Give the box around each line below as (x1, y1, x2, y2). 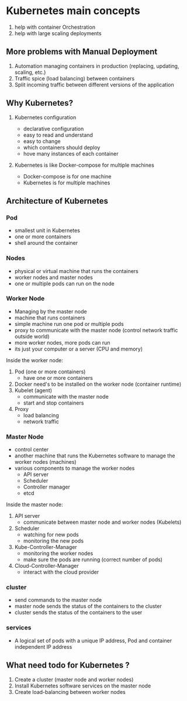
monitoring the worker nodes (23, 550, 93, 557)
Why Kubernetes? (6, 98, 74, 108)
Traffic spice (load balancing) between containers (14, 75, 135, 82)
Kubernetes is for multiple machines (23, 179, 110, 186)
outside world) (14, 333, 50, 340)
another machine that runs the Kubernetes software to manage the (14, 452, 175, 459)
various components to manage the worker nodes (14, 465, 135, 472)
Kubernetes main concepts (6, 4, 140, 18)
